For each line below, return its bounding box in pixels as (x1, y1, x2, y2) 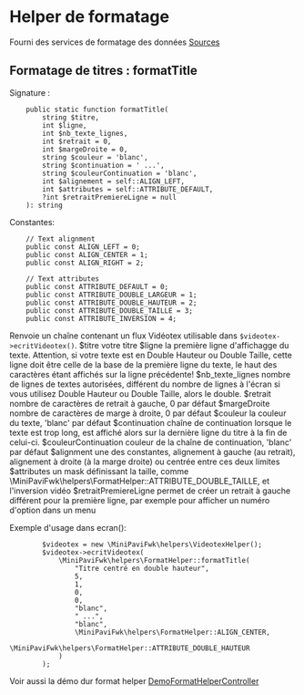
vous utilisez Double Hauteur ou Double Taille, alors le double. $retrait (9, 388, 271, 399)
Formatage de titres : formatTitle (9, 63, 198, 78)
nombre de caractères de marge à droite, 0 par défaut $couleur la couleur (9, 408, 287, 419)
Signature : (9, 87, 51, 98)
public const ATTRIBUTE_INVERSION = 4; (25, 314, 177, 323)
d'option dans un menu (9, 504, 96, 515)
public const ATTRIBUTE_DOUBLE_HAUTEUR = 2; (25, 298, 198, 307)
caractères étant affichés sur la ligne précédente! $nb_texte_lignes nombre (9, 368, 291, 379)
